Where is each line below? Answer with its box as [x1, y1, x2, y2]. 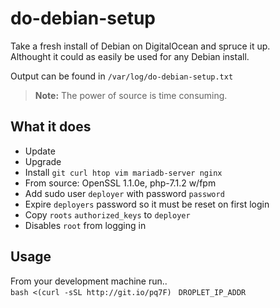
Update [24, 145, 56, 157]
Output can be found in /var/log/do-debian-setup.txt [10, 70, 234, 82]
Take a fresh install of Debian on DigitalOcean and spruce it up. [10, 40, 271, 52]
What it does [10, 118, 92, 136]
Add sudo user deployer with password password [24, 187, 225, 199]
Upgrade [24, 155, 62, 167]
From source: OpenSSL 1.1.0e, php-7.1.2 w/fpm [24, 177, 217, 189]
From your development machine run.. [10, 275, 168, 287]
